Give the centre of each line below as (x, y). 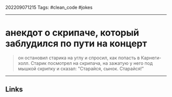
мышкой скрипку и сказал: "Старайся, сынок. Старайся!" (81, 68)
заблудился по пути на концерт (76, 44)
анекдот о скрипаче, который (72, 33)
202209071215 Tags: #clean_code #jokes (49, 7)
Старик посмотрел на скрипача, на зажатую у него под (92, 63)
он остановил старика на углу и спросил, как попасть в (79, 58)
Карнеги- (151, 58)
